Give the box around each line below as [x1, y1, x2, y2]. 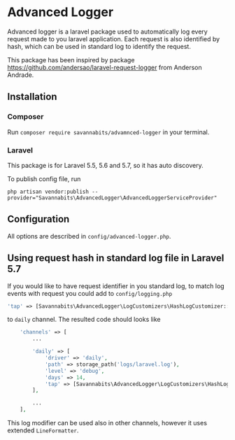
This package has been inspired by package [7, 55, 135, 64]
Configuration [7, 213, 70, 225]
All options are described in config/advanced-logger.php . [7, 232, 171, 240]
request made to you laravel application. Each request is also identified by [7, 34, 220, 43]
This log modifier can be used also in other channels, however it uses [7, 419, 208, 427]
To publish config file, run [7, 174, 81, 183]
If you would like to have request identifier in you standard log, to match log [7, 281, 225, 290]
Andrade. [7, 71, 34, 79]
